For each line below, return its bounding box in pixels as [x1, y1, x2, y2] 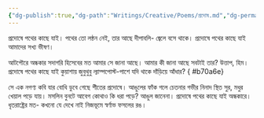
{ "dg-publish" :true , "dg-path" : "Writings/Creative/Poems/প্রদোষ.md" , [8, 11, 227, 20]
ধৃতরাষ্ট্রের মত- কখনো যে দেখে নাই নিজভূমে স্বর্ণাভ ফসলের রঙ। [8, 100, 147, 109]
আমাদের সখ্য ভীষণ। [8, 42, 54, 51]
